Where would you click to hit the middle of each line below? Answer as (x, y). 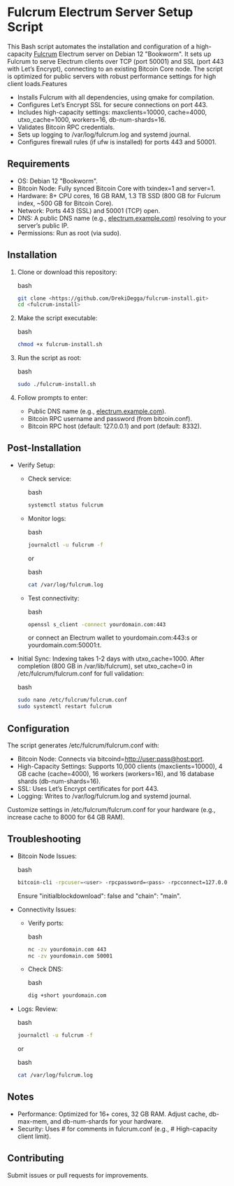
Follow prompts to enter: (52, 398)
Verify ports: (46, 923)
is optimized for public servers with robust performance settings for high (112, 76)
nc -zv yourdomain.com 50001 (70, 956)
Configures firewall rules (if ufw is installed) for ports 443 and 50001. (117, 142)
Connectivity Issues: (47, 909)
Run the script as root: (49, 358)
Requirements (38, 164)
